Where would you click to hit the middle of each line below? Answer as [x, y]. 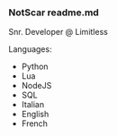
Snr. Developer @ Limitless [58, 32]
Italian [33, 105]
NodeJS [36, 86]
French [35, 123]
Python [35, 67]
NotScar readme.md [54, 13]
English [35, 115]
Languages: [30, 49]
